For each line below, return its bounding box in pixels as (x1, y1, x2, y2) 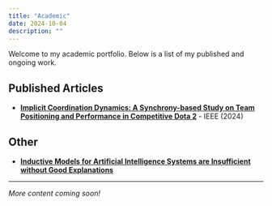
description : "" (8, 27, 63, 35)
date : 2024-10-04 (8, 19, 67, 28)
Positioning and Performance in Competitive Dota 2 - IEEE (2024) (19, 111, 244, 122)
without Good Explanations (19, 165, 114, 174)
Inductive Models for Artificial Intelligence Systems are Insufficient (19, 157, 251, 166)
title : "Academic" (8, 11, 70, 20)
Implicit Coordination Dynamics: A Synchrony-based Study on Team (19, 103, 255, 113)
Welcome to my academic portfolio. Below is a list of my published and (8, 49, 244, 59)
